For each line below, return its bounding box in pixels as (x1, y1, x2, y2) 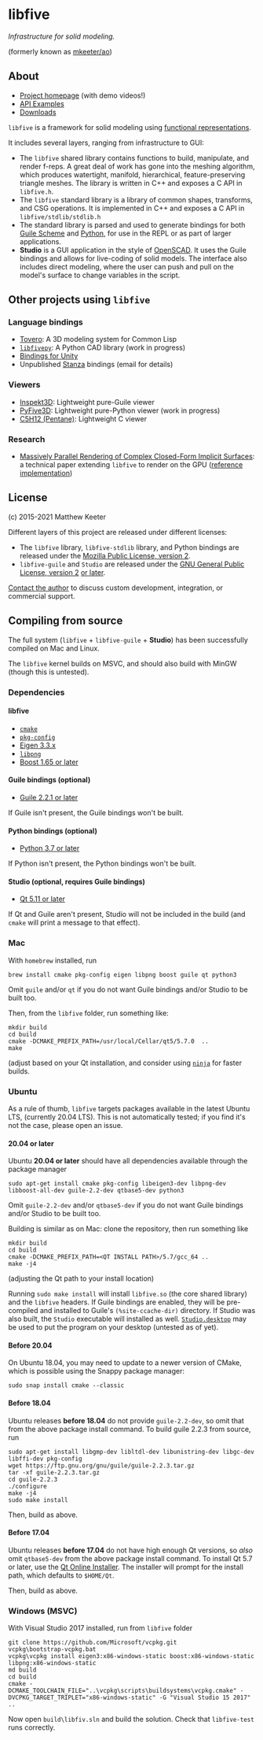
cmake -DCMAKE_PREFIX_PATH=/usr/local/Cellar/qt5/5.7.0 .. (8, 1037, 210, 1045)
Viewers (8, 380, 41, 391)
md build (8, 1666, 37, 1675)
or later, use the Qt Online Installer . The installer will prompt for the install (8, 1562, 243, 1571)
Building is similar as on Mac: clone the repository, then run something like (8, 1224, 249, 1234)
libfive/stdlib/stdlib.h (19, 213, 101, 221)
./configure (8, 1482, 47, 1490)
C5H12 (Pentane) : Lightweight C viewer (19, 414, 148, 423)
